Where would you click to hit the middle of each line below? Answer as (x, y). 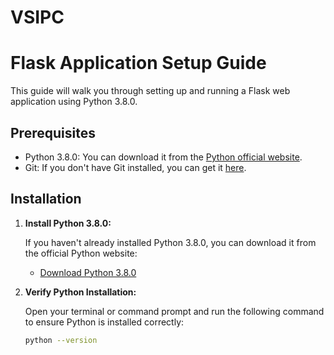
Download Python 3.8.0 (88, 272)
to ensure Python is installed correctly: (104, 322)
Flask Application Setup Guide (138, 63)
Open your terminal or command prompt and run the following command (174, 311)
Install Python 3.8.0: (68, 223)
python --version (61, 340)
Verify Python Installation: (80, 292)
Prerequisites (53, 132)
